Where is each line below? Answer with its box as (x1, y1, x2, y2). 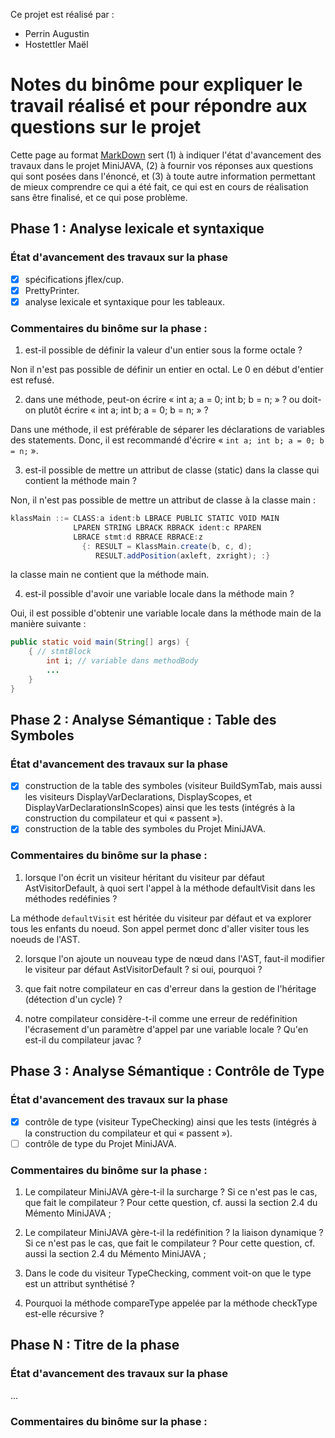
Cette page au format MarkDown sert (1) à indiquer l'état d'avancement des (10, 149, 322, 161)
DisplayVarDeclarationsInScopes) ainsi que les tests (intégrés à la (24, 802, 296, 814)
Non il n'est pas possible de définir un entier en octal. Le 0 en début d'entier (10, 364, 324, 376)
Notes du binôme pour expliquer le (10, 74, 303, 96)
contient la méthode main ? (24, 475, 137, 487)
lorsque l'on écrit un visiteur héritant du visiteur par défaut (24, 871, 265, 883)
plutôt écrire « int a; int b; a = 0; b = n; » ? (38, 404, 209, 416)
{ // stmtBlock (28, 647, 92, 657)
